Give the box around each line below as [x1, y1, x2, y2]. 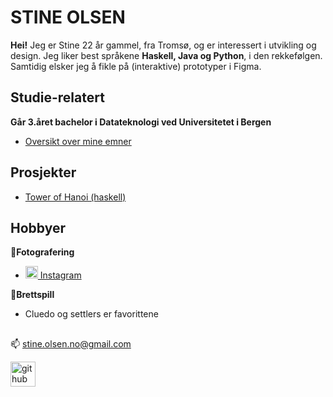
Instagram [39, 269, 82, 281]
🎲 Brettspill [10, 289, 55, 301]
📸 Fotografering [10, 246, 75, 258]
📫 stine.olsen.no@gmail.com [10, 337, 132, 350]
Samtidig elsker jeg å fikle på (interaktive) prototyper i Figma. [10, 60, 262, 72]
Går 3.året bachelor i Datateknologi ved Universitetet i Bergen [10, 116, 272, 128]
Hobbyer [10, 219, 66, 236]
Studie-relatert [10, 89, 105, 106]
